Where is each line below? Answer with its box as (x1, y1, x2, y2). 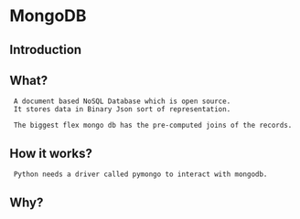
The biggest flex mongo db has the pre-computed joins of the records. (13, 120, 293, 130)
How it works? (9, 145, 93, 161)
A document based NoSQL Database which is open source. (13, 97, 231, 106)
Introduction (9, 42, 82, 57)
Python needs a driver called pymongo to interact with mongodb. (13, 170, 268, 179)
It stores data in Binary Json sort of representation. (13, 105, 231, 114)
